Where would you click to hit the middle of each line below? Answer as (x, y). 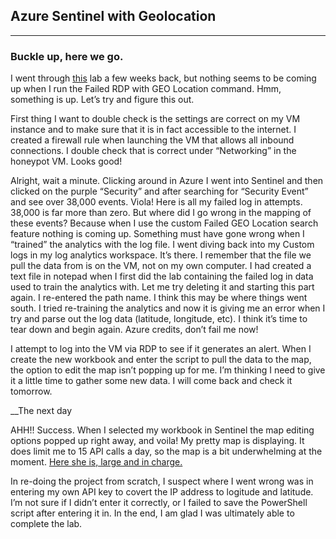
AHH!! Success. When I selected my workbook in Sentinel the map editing (162, 430)
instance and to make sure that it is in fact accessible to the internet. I (153, 130)
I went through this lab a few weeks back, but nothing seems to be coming (163, 78)
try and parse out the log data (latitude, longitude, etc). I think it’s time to (159, 319)
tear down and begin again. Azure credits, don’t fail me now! (134, 330)
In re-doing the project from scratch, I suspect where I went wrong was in (162, 481)
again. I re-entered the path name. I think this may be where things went (159, 298)
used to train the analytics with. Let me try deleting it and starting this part (162, 287)
